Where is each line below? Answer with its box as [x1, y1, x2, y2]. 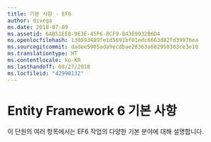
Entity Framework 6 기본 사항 [7, 102, 178, 119]
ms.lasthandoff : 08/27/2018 [7, 63, 91, 70]
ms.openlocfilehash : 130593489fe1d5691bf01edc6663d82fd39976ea [7, 37, 199, 44]
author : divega [7, 17, 53, 24]
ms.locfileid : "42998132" [7, 70, 84, 77]
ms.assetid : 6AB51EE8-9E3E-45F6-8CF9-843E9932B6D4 [7, 30, 161, 38]
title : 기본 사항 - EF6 [7, 10, 72, 18]
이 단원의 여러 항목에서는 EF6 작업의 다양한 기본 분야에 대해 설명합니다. [7, 127, 205, 136]
